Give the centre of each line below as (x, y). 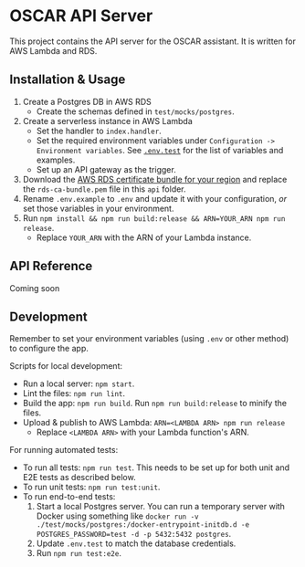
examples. (56, 160)
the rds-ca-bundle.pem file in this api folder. (104, 189)
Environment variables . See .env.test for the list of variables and (160, 150)
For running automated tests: (64, 450)
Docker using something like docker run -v (117, 516)
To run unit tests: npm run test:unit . (91, 487)
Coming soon (35, 288)
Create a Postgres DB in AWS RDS (87, 101)
